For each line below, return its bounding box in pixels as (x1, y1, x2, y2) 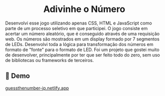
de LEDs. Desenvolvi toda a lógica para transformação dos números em (5, 41, 154, 47)
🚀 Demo (5, 71, 30, 80)
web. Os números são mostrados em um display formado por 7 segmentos (5, 36, 159, 42)
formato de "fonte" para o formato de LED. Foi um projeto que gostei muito (5, 46, 159, 52)
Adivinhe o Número (43, 3, 125, 15)
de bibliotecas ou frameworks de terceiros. (5, 57, 94, 63)
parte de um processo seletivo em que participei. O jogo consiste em (5, 25, 148, 31)
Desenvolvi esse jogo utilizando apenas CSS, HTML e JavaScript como (5, 20, 152, 26)
